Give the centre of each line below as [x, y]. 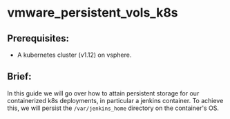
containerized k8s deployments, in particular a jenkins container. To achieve [115, 100]
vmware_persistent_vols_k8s [93, 13]
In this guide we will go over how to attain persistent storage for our [103, 93]
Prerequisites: [38, 38]
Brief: [20, 76]
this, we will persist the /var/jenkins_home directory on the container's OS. [113, 108]
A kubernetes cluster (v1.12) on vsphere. [74, 55]
